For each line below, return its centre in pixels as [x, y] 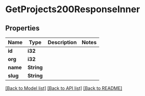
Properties [22, 28]
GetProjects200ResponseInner [73, 9]
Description [62, 42]
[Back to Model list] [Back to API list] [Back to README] [64, 88]
